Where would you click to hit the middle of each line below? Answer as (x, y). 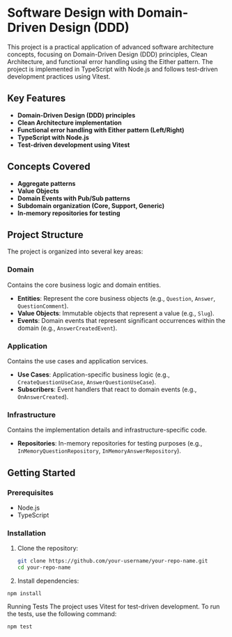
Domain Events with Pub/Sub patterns (74, 198)
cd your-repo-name (44, 568)
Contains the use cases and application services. (78, 361)
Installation (27, 533)
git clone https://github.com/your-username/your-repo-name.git (113, 561)
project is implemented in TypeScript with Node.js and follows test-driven (113, 69)
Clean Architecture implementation (69, 123)
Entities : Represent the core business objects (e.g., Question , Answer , (116, 298)
